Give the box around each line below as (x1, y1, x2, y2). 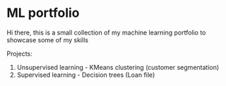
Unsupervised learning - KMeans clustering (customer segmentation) (16, 63, 220, 71)
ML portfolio (6, 5, 80, 21)
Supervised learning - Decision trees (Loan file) (16, 70, 155, 79)
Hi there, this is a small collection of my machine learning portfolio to (6, 28, 206, 37)
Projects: (6, 49, 32, 58)
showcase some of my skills (6, 35, 89, 44)
